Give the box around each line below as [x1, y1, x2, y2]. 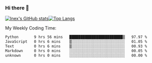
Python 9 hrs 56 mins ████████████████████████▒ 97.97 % [5, 34, 148, 40]
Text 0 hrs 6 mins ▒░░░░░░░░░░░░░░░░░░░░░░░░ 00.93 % [5, 44, 148, 49]
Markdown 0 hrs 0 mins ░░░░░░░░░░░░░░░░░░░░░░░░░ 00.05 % [5, 48, 148, 53]
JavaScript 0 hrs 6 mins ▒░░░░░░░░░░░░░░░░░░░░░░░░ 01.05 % [5, 39, 148, 44]
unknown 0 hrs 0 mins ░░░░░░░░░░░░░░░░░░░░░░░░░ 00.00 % [5, 53, 148, 58]
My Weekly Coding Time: [5, 25, 57, 31]
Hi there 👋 [5, 4, 30, 11]
